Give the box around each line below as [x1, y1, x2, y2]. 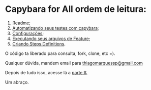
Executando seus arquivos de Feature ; [12, 36, 91, 42]
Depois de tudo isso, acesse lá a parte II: [5, 69, 88, 75]
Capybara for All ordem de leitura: [5, 3, 147, 15]
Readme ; [12, 20, 30, 26]
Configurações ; [12, 30, 44, 36]
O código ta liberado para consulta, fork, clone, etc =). [5, 50, 116, 56]
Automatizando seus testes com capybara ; [12, 25, 99, 31]
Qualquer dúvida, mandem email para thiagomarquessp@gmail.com [5, 60, 143, 66]
